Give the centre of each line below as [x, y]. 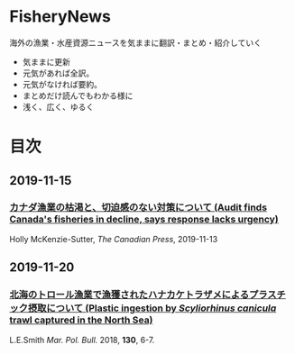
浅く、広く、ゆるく [58, 106]
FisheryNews [60, 17]
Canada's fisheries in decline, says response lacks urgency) [144, 220]
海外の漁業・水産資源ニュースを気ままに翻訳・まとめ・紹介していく [135, 42]
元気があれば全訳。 [58, 73]
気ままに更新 [46, 61]
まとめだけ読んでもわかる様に [78, 95]
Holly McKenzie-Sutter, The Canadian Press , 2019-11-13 [114, 239]
